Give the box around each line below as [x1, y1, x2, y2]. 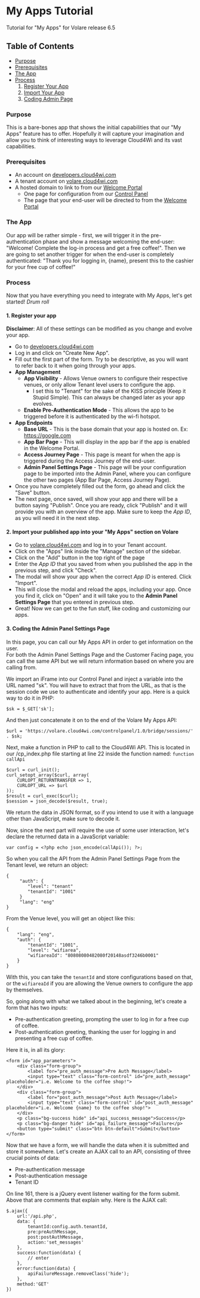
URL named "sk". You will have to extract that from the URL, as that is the [6, 681, 186, 688]
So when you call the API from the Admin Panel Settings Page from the [6, 855, 180, 862]
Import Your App [23, 88, 64, 96]
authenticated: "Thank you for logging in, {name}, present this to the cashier [6, 257, 194, 264]
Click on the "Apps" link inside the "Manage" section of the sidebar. [14, 548, 181, 555]
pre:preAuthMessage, [27, 1229, 79, 1235]
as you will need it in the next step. [14, 515, 100, 522]
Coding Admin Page [23, 95, 73, 102]
